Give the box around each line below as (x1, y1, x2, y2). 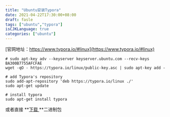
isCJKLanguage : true (5, 27, 50, 32)
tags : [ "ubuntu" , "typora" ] (5, 22, 63, 27)
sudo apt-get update (5, 83, 50, 88)
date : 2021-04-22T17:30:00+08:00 (5, 12, 77, 17)
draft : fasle (5, 17, 33, 22)
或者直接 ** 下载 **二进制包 (5, 106, 62, 112)
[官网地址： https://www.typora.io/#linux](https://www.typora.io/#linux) (5, 46, 155, 52)
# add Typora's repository (5, 74, 63, 80)
